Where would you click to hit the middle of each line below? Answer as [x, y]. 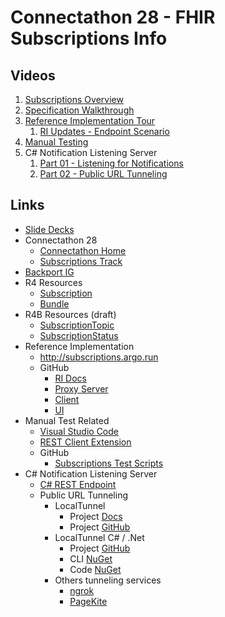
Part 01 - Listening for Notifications [111, 163]
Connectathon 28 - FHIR [113, 17]
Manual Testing [56, 142]
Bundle [54, 303]
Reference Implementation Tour [90, 120]
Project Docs [96, 516]
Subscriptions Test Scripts [109, 463]
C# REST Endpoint [78, 484]
